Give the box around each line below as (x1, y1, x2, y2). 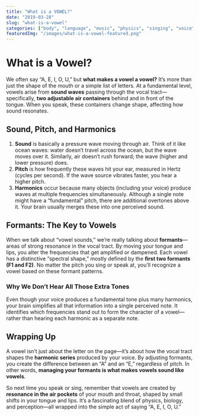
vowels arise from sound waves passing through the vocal (6, 88, 150, 95)
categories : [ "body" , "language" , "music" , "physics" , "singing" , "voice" (6, 25, 195, 31)
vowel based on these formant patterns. (6, 267, 104, 274)
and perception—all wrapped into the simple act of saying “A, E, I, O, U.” (6, 403, 182, 410)
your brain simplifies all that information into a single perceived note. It (6, 302, 178, 309)
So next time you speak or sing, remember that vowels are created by (6, 384, 176, 391)
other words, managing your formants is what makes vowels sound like (6, 366, 185, 373)
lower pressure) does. (14, 159, 69, 166)
